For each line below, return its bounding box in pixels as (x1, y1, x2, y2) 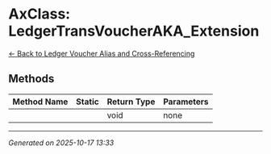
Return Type (106, 96, 156, 107)
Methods (8, 72, 55, 85)
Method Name (12, 96, 69, 107)
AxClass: (8, 5, 71, 23)
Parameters (162, 96, 209, 107)
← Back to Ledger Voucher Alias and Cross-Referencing (8, 48, 195, 58)
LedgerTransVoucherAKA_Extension (8, 22, 260, 40)
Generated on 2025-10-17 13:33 (8, 138, 115, 148)
